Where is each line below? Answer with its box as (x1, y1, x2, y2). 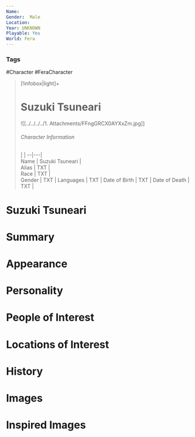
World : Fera (6, 36, 35, 42)
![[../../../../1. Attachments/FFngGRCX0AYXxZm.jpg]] (20, 120, 145, 127)
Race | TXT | (20, 170, 51, 177)
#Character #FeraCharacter (6, 69, 73, 76)
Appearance (6, 257, 68, 270)
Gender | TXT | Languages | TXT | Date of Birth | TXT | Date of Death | (20, 177, 190, 184)
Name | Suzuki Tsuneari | (20, 158, 81, 165)
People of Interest (6, 311, 95, 324)
